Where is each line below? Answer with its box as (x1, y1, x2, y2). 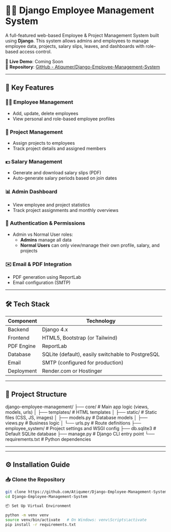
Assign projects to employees (12, 140, 75, 146)
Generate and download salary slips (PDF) (12, 170, 102, 176)
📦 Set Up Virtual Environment (5, 503, 71, 509)
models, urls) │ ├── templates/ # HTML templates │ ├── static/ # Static (5, 409, 157, 415)
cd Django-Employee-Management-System (5, 494, 88, 499)
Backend (8, 326, 29, 333)
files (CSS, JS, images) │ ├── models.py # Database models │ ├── (5, 414, 148, 420)
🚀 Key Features (5, 84, 54, 92)
